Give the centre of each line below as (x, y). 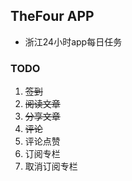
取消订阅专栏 (51, 166)
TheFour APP (52, 16)
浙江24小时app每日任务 (73, 41)
